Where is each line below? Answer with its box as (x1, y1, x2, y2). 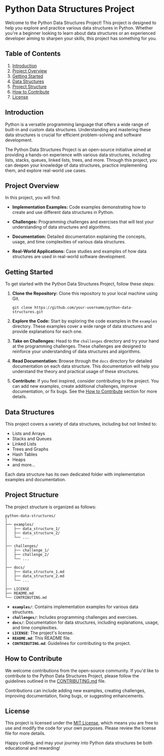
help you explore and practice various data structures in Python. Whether (5, 25, 153, 30)
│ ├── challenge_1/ (5, 548, 49, 552)
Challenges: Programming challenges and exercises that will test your (12, 219, 154, 225)
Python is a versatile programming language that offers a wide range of (5, 121, 149, 127)
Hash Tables (12, 451, 38, 457)
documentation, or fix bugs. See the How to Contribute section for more (12, 388, 158, 394)
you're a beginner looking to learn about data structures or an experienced (5, 30, 156, 36)
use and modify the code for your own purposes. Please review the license (5, 725, 157, 731)
